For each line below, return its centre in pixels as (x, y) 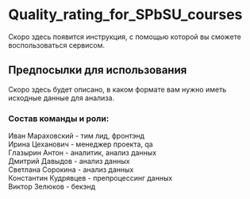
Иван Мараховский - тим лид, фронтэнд (77, 136)
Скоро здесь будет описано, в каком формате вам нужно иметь (117, 89)
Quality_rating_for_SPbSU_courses (125, 15)
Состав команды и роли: (59, 119)
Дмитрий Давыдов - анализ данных (69, 162)
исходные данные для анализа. (62, 98)
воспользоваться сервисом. (57, 45)
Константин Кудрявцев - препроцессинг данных (90, 178)
